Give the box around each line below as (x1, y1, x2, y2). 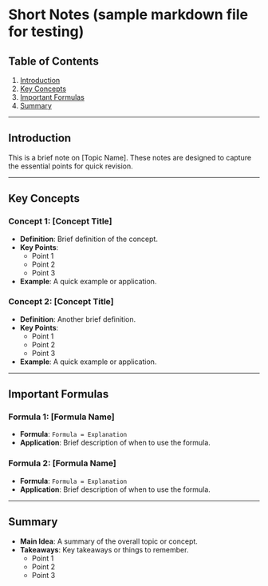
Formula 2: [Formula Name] (8, 457, 117, 469)
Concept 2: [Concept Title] (8, 296, 114, 307)
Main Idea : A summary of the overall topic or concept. (19, 537, 198, 546)
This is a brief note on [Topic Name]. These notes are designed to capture (8, 152, 252, 162)
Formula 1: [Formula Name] (8, 411, 115, 422)
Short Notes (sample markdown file (8, 6, 249, 24)
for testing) (8, 22, 85, 41)
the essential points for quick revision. (8, 161, 133, 171)
